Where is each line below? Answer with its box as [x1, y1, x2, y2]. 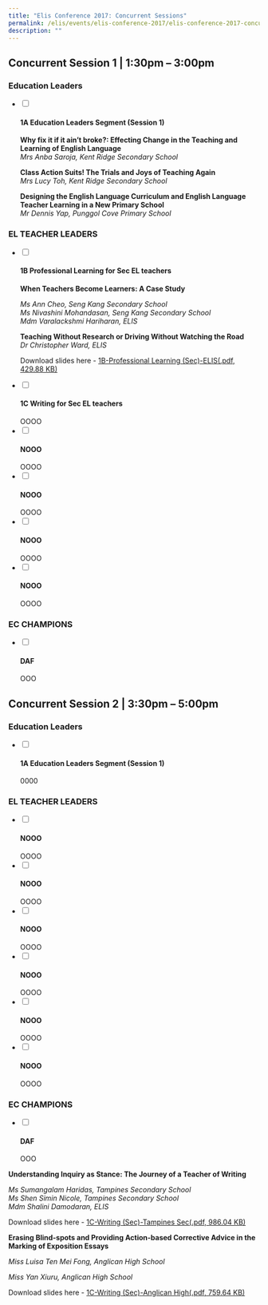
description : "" [8, 26, 62, 34]
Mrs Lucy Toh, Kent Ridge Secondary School [19, 177, 167, 186]
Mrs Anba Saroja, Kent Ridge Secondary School [19, 153, 178, 162]
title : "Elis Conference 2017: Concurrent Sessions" [8, 11, 187, 20]
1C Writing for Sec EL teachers [19, 399, 124, 408]
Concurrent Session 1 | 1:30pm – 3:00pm [8, 56, 215, 69]
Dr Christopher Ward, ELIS [19, 340, 108, 350]
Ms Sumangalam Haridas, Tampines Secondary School [8, 1185, 191, 1195]
